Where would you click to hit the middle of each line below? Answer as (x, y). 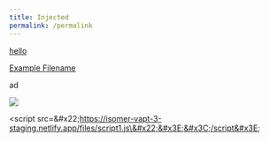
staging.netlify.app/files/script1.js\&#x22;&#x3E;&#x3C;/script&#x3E (134, 128)
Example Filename (43, 68)
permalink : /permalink (51, 26)
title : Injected (39, 17)
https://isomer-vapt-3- (120, 118)
